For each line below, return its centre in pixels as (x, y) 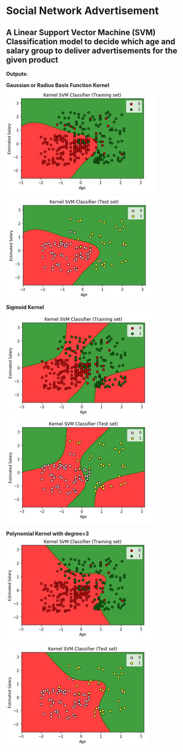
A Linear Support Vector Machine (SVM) (81, 32)
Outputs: (17, 74)
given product (32, 60)
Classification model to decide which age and (91, 41)
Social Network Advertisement (82, 11)
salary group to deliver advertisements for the (92, 51)
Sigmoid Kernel (25, 307)
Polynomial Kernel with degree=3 (48, 533)
